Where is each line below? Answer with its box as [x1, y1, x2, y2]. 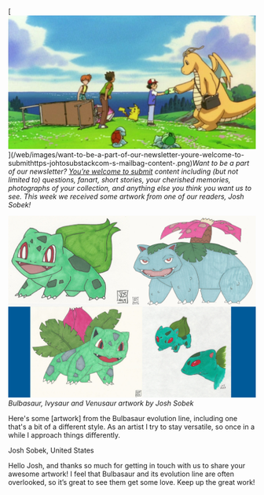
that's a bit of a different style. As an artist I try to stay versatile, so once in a [8, 422, 255, 431]
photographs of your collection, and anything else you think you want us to [8, 184, 252, 193]
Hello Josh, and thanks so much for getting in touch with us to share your [8, 461, 246, 471]
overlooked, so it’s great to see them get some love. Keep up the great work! [8, 478, 255, 487]
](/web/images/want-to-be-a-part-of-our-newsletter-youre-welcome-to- [8, 150, 245, 159]
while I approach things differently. [8, 431, 120, 440]
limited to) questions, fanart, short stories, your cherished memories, [8, 175, 231, 185]
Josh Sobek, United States [8, 445, 94, 455]
